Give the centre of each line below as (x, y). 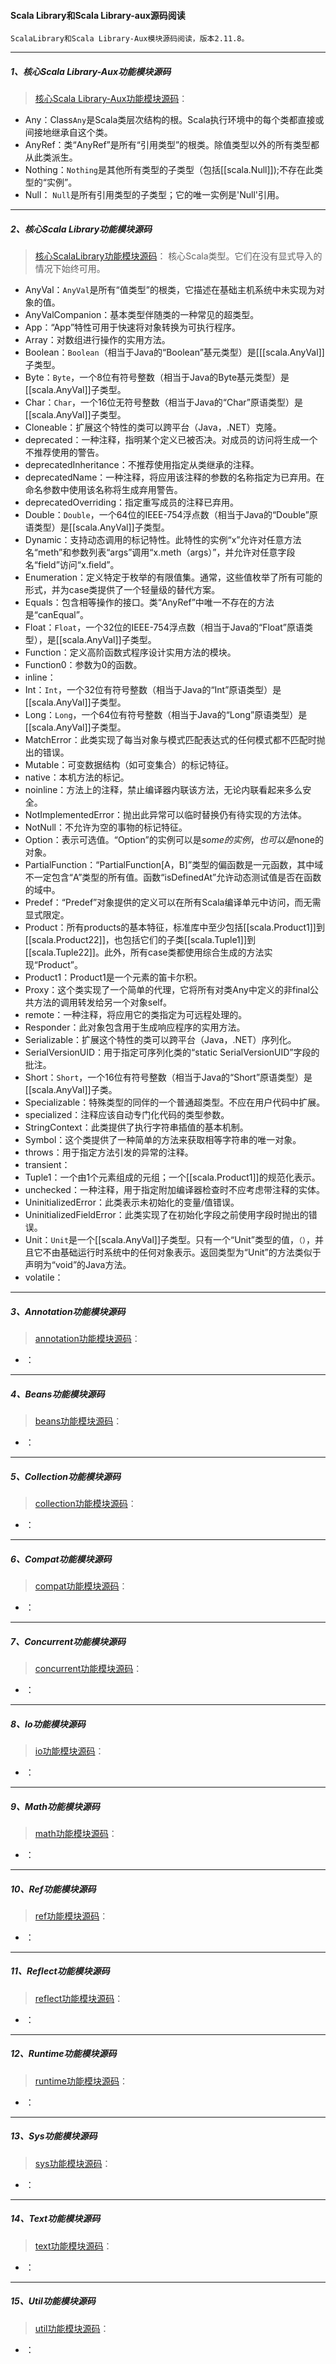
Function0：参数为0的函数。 (83, 665)
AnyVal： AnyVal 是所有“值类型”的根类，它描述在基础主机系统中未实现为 (170, 290)
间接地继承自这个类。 (68, 132)
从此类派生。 (51, 157)
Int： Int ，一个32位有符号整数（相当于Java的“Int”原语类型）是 (153, 690)
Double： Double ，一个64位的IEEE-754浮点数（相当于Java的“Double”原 (171, 515)
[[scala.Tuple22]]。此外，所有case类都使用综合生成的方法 (144, 952)
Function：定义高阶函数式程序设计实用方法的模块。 (130, 652)
